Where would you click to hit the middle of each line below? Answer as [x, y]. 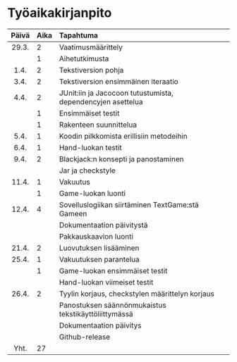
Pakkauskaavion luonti [96, 236]
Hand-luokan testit [90, 147]
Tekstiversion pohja [91, 70]
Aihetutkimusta [84, 58]
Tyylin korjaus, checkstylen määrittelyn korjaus [137, 294]
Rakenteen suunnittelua [98, 125]
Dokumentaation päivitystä [103, 225]
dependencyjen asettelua [101, 101]
